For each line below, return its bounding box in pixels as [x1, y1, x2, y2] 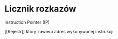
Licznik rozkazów [4, 3, 76, 14]
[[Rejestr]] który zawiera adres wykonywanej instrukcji [4, 28, 114, 34]
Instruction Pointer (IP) [4, 19, 50, 25]
